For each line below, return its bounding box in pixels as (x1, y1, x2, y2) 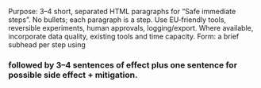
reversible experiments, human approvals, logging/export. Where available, (8, 24, 254, 32)
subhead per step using (8, 40, 86, 49)
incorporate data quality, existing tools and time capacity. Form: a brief (8, 31, 240, 41)
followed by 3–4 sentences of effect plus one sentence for (8, 59, 238, 70)
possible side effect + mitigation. (8, 69, 138, 80)
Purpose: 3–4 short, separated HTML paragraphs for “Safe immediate (8, 7, 236, 16)
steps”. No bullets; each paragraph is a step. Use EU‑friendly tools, (8, 15, 227, 24)
